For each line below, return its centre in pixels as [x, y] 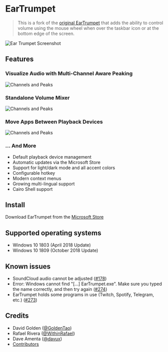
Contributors [26, 344]
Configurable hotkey [34, 173]
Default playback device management [52, 157]
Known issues [28, 266]
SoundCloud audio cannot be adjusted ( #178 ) [60, 278]
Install [15, 205]
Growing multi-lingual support [43, 184]
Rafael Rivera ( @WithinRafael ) [44, 333]
